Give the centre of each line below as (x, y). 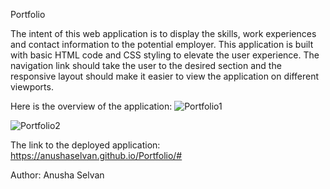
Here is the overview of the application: (91, 106)
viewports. (32, 87)
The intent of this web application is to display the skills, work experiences (163, 33)
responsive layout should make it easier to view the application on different (165, 76)
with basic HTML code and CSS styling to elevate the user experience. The (165, 55)
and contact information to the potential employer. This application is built (162, 44)
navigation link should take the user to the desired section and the (146, 65)
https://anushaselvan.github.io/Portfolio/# (96, 155)
